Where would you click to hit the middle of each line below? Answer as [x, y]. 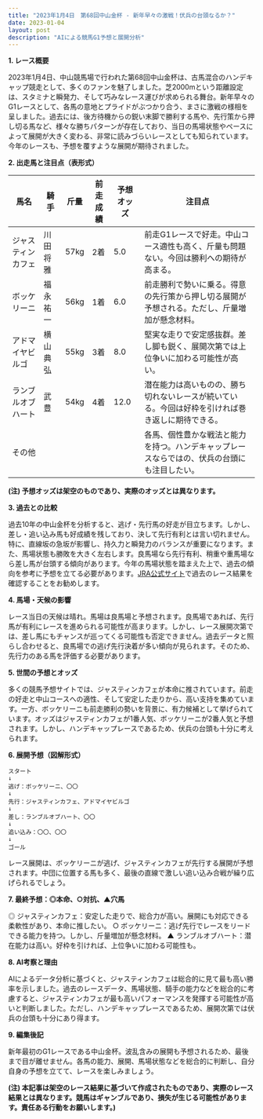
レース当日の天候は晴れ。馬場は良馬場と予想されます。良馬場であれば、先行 [131, 616]
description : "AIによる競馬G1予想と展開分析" [76, 37]
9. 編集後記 [26, 1035]
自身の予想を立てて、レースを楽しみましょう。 [83, 1071]
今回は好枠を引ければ [199, 408]
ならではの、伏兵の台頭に [199, 459]
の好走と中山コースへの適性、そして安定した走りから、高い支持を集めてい [128, 699]
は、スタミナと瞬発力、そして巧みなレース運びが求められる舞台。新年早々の [131, 97]
